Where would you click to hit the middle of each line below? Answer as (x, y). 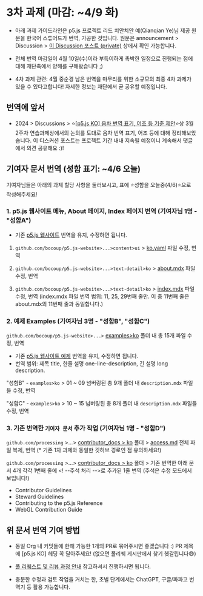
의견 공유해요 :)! (45, 148)
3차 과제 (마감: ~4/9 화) (63, 12)
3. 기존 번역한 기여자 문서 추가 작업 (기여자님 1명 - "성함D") (86, 428)
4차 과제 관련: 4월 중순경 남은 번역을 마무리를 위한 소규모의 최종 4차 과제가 (103, 79)
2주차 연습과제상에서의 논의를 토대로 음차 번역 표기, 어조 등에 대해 (93, 133)
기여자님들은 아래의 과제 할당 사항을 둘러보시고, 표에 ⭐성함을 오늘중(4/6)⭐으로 (99, 185)
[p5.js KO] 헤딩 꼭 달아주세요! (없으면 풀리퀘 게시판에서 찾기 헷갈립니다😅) (109, 554)
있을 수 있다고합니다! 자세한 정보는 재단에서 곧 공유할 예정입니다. (91, 86)
